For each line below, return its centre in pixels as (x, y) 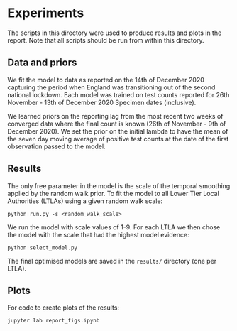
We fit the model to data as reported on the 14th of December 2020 (106, 80)
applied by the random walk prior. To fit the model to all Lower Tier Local (114, 193)
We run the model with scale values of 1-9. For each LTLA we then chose (114, 227)
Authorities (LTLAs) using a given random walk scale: (85, 201)
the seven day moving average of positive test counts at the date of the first (118, 139)
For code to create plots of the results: (63, 308)
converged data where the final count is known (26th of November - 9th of (117, 124)
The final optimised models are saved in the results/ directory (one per (112, 261)
